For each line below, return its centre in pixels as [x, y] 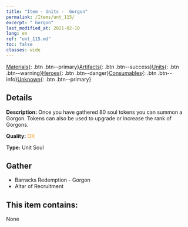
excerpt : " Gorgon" [30, 22]
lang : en [17, 34]
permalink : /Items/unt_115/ [41, 17]
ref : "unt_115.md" [28, 39]
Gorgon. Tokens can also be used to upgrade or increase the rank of [89, 118]
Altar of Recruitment [39, 186]
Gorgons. [17, 124]
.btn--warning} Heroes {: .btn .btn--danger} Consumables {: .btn [81, 73]
